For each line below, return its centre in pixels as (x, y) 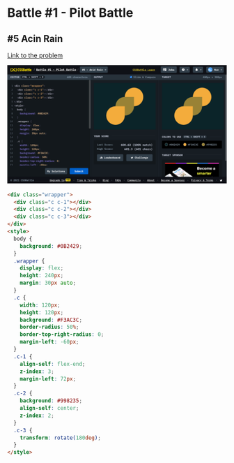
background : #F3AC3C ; (51, 320)
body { (23, 239)
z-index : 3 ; (37, 372)
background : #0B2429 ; (51, 246)
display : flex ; (42, 268)
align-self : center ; (49, 409)
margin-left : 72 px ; (48, 379)
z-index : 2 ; (37, 416)
